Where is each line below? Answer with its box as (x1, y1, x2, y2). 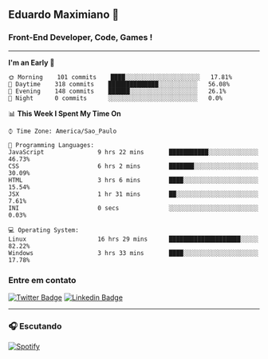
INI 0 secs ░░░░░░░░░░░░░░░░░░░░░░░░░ (8, 204, 259, 212)
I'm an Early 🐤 (8, 58, 55, 67)
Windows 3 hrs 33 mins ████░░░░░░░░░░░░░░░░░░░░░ (8, 249, 259, 257)
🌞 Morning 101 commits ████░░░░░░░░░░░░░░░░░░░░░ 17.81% (8, 73, 233, 81)
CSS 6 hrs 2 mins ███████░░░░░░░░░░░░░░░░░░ (8, 162, 259, 170)
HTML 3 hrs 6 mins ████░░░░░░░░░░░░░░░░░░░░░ (8, 176, 259, 184)
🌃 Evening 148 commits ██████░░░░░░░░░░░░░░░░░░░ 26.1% (8, 87, 227, 95)
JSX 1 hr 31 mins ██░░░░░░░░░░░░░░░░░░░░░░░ (8, 189, 259, 198)
